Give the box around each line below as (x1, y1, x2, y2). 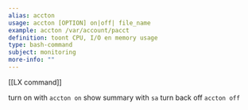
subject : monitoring (8, 48, 77, 56)
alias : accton (8, 11, 56, 20)
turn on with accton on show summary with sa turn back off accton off (8, 93, 241, 102)
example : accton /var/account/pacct (8, 26, 130, 34)
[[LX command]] (8, 77, 62, 87)
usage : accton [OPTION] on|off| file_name (8, 19, 151, 27)
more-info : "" (8, 56, 56, 64)
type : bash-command (8, 41, 73, 49)
